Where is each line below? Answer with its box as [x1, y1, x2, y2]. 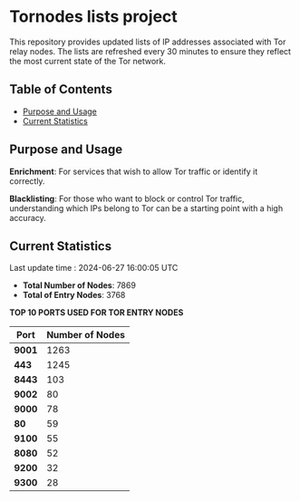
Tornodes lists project [9, 6, 179, 27]
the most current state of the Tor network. [9, 55, 166, 66]
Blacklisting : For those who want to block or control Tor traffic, [9, 193, 245, 204]
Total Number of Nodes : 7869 [22, 280, 136, 291]
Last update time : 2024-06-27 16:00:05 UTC [9, 263, 179, 274]
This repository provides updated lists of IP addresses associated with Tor [9, 36, 286, 47]
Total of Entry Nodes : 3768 [22, 290, 126, 301]
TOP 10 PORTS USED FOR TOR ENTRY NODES [9, 307, 184, 318]
